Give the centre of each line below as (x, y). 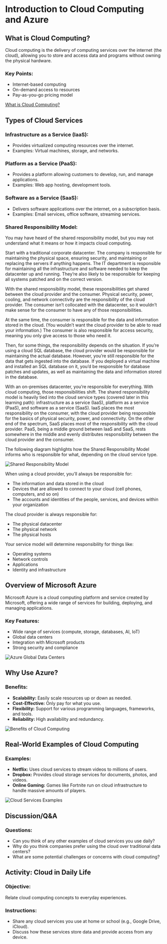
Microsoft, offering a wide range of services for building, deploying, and (79, 603)
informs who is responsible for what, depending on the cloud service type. (82, 454)
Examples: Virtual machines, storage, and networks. (66, 150)
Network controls (30, 559)
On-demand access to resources (46, 90)
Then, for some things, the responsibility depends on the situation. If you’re (82, 345)
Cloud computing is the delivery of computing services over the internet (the (83, 50)
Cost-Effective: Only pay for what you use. (57, 703)
